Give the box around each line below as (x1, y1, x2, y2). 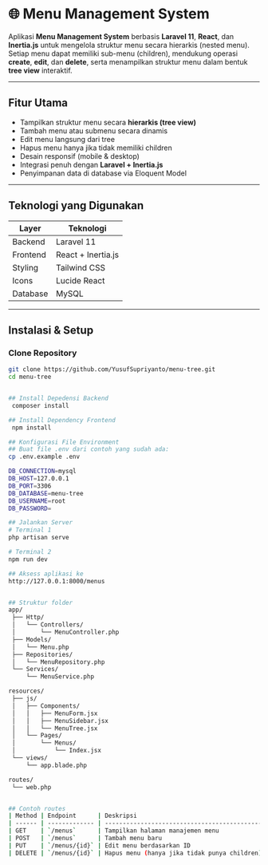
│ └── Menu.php (11, 643, 69, 651)
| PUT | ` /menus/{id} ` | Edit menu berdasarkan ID (8, 841, 191, 850)
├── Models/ (11, 635, 52, 643)
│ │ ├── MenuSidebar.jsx (11, 717, 109, 725)
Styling (12, 262, 38, 273)
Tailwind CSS (55, 262, 106, 273)
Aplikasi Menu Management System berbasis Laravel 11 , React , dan (8, 31, 235, 41)
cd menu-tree (8, 373, 52, 381)
